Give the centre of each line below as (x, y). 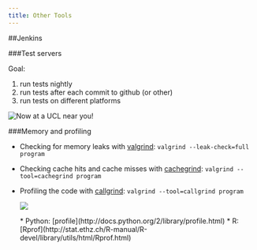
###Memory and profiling (50, 131)
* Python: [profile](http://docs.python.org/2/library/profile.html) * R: (129, 221)
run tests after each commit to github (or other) (96, 92)
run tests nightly (46, 84)
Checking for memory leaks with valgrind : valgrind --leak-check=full (134, 146)
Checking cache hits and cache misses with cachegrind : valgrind (127, 168)
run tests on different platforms (70, 100)
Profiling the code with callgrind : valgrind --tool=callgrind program (132, 191)
